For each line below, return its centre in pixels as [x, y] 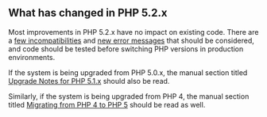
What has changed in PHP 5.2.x [88, 13]
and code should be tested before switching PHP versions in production [126, 49]
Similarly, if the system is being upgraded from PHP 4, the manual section [129, 96]
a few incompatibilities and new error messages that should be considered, [131, 40]
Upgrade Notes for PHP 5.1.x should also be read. [89, 81]
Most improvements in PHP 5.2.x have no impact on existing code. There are [133, 32]
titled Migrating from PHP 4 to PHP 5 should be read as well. [107, 104]
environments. [32, 57]
